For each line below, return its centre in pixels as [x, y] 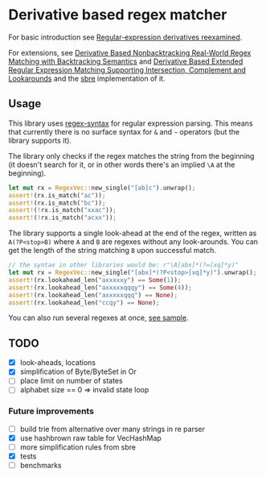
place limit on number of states [71, 381]
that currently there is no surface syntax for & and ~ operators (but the [124, 131]
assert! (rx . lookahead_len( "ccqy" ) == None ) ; [84, 303]
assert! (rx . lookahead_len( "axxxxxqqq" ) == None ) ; [93, 295]
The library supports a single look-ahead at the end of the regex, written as [133, 233]
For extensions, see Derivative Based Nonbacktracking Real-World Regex [130, 52]
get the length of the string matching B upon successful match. [113, 251]
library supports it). [40, 140]
